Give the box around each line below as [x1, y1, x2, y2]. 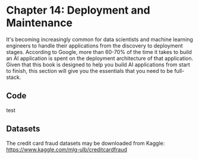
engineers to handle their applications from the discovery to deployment [6, 42, 183, 49]
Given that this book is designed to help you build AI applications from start [6, 61, 190, 68]
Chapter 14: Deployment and [6, 4, 150, 17]
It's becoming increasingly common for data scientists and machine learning [6, 36, 193, 43]
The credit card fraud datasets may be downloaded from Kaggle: [6, 139, 165, 147]
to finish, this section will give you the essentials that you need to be [6, 67, 173, 74]
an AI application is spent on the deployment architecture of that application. [6, 55, 194, 62]
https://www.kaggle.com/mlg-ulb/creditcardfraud [6, 146, 128, 153]
